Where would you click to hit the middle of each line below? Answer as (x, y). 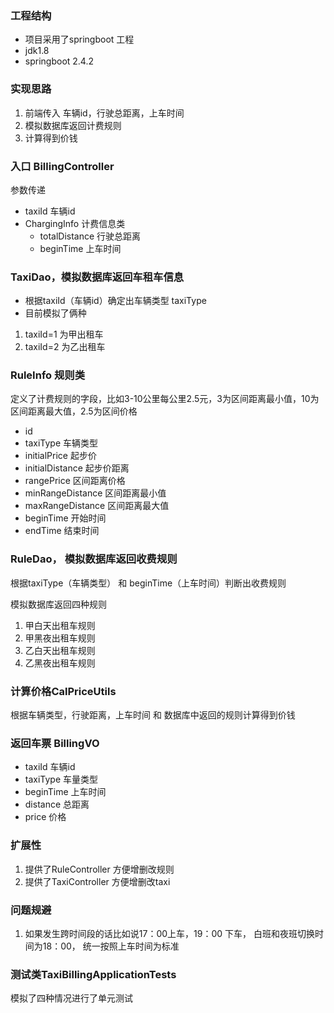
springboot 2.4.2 (59, 61)
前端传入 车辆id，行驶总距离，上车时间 (104, 113)
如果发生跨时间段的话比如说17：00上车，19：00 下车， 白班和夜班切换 (169, 933)
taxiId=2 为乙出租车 (65, 347)
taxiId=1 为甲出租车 (64, 334)
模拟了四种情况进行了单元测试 (71, 998)
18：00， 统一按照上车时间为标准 (111, 946)
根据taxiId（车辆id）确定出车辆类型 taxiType (115, 301)
